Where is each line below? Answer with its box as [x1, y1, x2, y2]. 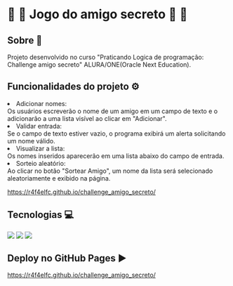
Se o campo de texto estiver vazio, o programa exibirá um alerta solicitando [7, 129, 226, 138]
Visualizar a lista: [16, 144, 65, 152]
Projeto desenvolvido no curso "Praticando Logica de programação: [7, 53, 204, 61]
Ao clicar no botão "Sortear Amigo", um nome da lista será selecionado [7, 167, 213, 175]
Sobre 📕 [7, 34, 43, 46]
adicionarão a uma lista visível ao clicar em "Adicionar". [7, 114, 167, 122]
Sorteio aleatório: [16, 159, 66, 167]
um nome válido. [7, 136, 55, 145]
